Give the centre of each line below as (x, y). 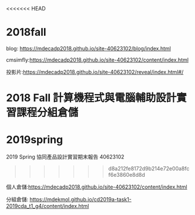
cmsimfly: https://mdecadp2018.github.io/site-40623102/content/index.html (97, 60)
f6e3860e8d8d (127, 175)
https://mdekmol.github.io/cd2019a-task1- (80, 200)
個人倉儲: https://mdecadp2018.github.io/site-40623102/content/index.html (97, 187)
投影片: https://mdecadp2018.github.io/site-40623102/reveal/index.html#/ (95, 72)
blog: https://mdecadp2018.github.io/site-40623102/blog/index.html (89, 48)
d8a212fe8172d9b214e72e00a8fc (149, 169)
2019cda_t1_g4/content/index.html (48, 206)
